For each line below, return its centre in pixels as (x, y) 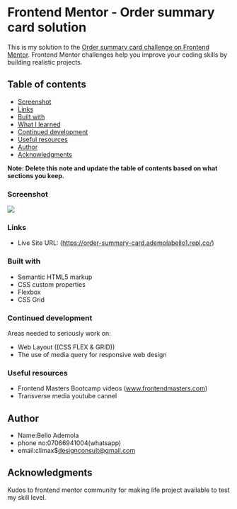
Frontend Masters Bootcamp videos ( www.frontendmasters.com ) (112, 388)
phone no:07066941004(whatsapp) (69, 443)
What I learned (39, 124)
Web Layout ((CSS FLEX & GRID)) (66, 347)
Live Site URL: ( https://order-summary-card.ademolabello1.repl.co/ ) (116, 243)
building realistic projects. (45, 62)
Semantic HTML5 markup (55, 277)
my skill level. (27, 497)
